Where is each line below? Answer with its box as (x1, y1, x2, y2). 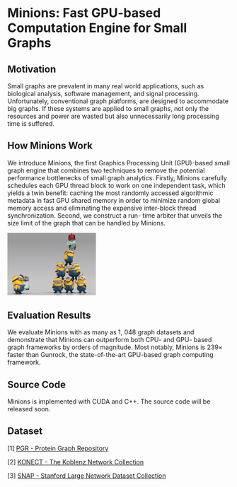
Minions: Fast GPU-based (7, 5, 161, 21)
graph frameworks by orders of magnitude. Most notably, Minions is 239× (7, 343, 223, 351)
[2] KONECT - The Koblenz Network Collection (7, 457, 144, 466)
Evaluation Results (7, 309, 91, 321)
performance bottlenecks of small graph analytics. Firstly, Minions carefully (7, 173, 228, 182)
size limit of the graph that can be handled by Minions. (7, 218, 166, 227)
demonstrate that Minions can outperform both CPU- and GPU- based (7, 336, 212, 344)
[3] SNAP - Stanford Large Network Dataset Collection (7, 471, 166, 480)
